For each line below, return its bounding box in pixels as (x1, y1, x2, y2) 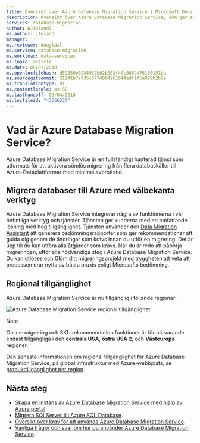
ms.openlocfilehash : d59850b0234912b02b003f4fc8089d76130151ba (6, 70, 167, 76)
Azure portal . (14, 405, 48, 412)
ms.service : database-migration (6, 48, 86, 54)
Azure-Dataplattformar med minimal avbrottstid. (6, 168, 124, 175)
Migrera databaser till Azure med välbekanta (6, 185, 175, 196)
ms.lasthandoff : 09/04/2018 (6, 92, 76, 98)
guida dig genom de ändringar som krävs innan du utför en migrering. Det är (6, 236, 193, 243)
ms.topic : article (6, 58, 52, 64)
